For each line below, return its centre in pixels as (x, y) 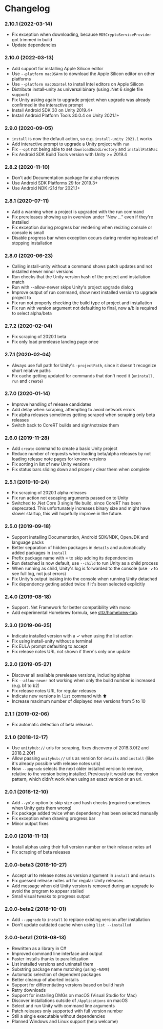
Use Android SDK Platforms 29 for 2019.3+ (55, 183)
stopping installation (32, 243)
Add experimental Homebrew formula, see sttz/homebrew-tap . (75, 613)
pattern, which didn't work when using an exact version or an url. (77, 779)
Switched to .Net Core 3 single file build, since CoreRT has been (76, 503)
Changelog (27, 9)
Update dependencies (34, 45)
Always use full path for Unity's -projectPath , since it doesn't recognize (84, 365)
